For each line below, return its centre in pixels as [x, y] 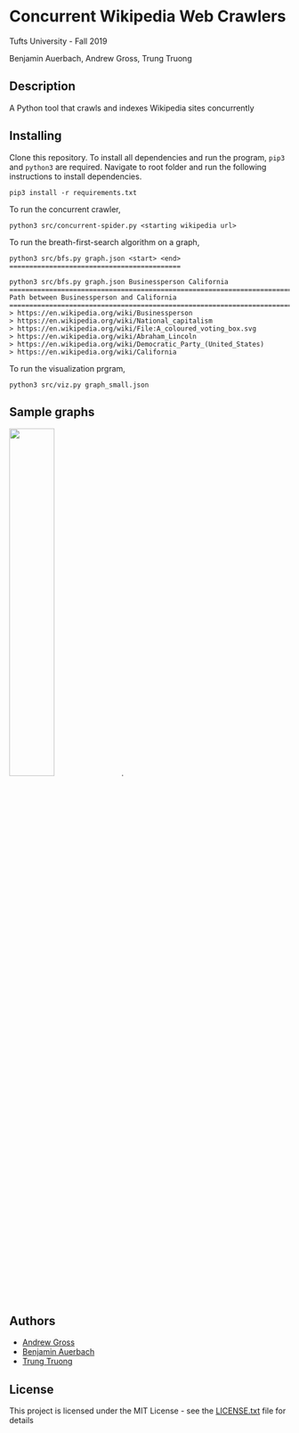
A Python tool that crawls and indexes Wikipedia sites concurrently [132, 108]
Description [42, 86]
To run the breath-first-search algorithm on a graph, [105, 242]
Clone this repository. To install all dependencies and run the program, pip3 [147, 157]
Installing [36, 136]
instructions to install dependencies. [76, 176]
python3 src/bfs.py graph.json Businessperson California [119, 282]
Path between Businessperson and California [93, 297]
